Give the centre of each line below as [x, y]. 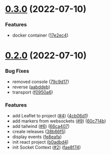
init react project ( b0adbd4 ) [40, 142]
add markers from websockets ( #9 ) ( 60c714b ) [59, 121]
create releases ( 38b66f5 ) [39, 132]
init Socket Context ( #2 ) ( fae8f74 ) [47, 148]
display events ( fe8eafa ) [37, 137]
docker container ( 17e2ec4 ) [40, 35]
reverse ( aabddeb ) [31, 87]
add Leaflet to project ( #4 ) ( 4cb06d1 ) [50, 116]
